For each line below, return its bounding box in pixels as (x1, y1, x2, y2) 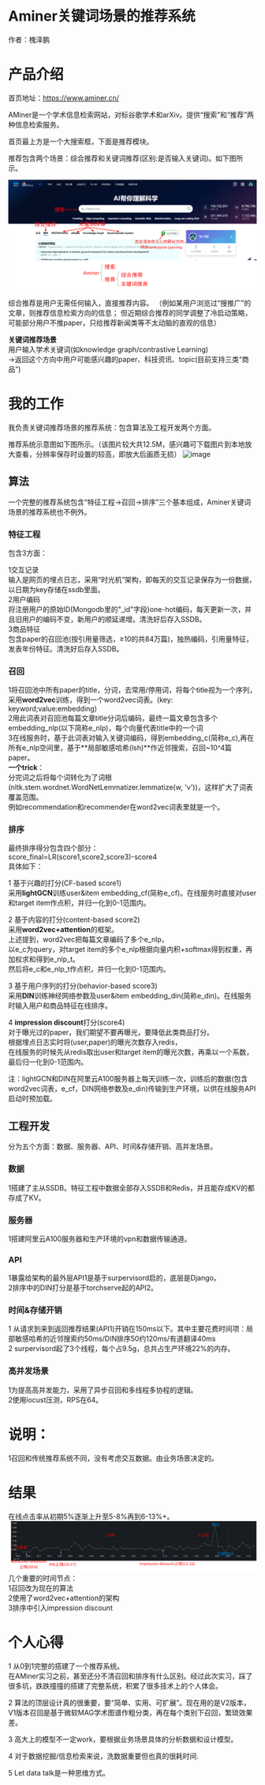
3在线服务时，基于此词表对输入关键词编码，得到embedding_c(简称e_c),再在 (8, 733, 255, 743)
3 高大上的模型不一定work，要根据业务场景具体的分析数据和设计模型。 (8, 1734, 238, 1744)
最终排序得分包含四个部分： (8, 843, 99, 853)
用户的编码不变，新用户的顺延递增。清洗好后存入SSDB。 (21, 614, 207, 624)
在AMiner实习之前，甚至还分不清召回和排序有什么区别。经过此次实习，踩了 (8, 1671, 253, 1681)
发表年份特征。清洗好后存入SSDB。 (8, 643, 124, 653)
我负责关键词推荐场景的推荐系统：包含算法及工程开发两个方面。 (8, 422, 215, 432)
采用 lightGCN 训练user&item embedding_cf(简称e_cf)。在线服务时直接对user (8, 889, 257, 898)
